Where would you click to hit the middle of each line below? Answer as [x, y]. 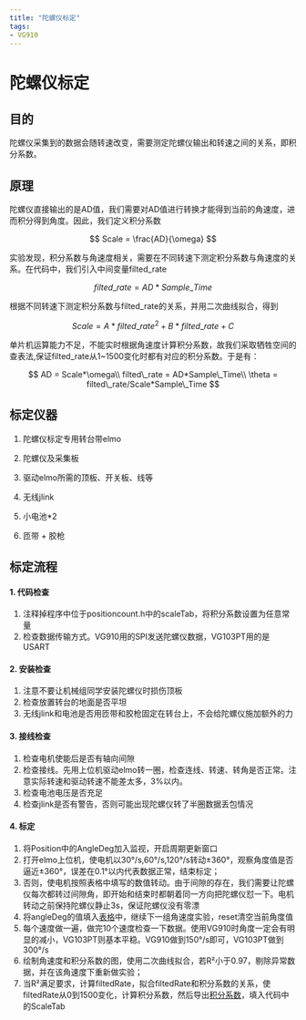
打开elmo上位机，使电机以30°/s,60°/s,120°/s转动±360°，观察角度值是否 [158, 860]
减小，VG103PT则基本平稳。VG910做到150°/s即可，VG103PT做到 [161, 939]
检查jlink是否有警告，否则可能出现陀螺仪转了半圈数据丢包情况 [138, 804]
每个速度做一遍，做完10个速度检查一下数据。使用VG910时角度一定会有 [155, 928]
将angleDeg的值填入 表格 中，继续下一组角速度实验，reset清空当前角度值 [158, 916]
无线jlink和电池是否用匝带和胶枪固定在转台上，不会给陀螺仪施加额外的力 [158, 714]
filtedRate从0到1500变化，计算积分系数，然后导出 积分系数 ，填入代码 [152, 994]
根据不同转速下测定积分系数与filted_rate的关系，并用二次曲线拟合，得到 [144, 306]
